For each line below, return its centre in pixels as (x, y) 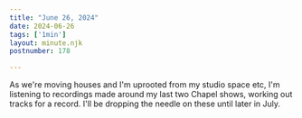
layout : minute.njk (46, 43)
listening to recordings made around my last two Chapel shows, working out (151, 95)
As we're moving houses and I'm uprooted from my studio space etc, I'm (145, 85)
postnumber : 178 (40, 51)
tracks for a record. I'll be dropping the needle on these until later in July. (145, 104)
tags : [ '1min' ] (38, 34)
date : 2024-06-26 (42, 26)
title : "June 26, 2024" (54, 18)
